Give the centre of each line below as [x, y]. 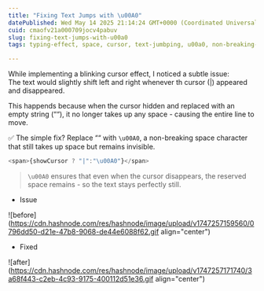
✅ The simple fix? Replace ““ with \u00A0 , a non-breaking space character [128, 138]
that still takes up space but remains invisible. [82, 147]
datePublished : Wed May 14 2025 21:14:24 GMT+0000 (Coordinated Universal [133, 23]
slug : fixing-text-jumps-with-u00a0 [68, 37]
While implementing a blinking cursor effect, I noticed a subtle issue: [119, 74]
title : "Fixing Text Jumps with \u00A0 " [75, 15]
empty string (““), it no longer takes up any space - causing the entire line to [131, 114]
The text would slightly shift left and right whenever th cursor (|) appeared [128, 83]
